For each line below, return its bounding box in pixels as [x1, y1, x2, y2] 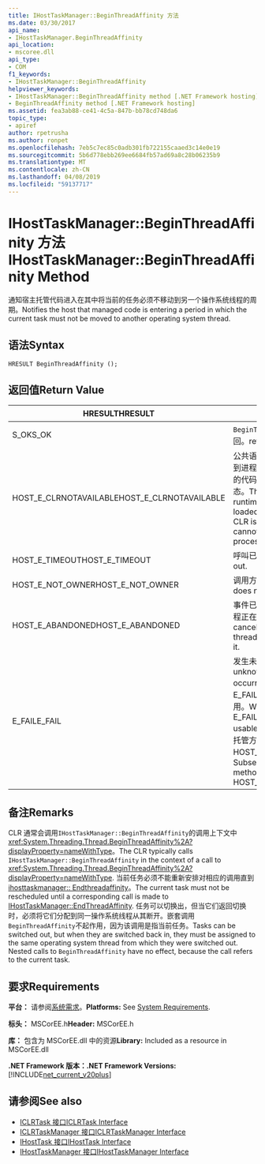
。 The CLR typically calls [111, 847, 193, 856]
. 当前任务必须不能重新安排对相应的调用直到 [111, 873, 255, 883]
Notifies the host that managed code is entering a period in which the [22, 305, 247, 314]
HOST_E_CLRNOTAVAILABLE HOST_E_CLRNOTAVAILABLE [12, 493, 226, 504]
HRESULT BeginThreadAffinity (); [8, 360, 118, 368]
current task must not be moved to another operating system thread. [8, 314, 231, 323]
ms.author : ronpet [8, 136, 69, 145]
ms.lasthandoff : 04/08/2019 [8, 173, 101, 182]
